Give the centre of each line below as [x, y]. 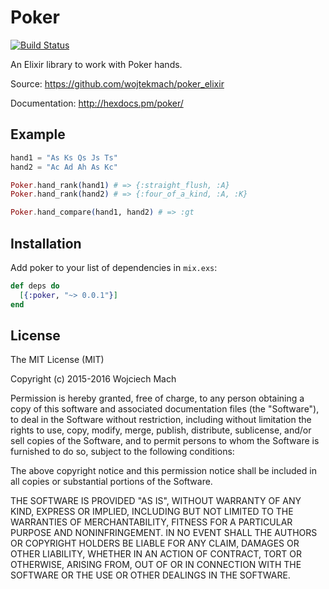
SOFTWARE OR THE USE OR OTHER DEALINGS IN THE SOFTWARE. [150, 575]
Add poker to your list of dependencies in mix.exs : [114, 267]
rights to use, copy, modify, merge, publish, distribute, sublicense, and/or [161, 430]
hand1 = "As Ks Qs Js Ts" [64, 157]
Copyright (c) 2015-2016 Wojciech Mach [93, 379]
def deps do [35, 286]
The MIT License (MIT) [57, 360]
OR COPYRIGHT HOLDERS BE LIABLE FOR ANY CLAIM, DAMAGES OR [155, 543]
